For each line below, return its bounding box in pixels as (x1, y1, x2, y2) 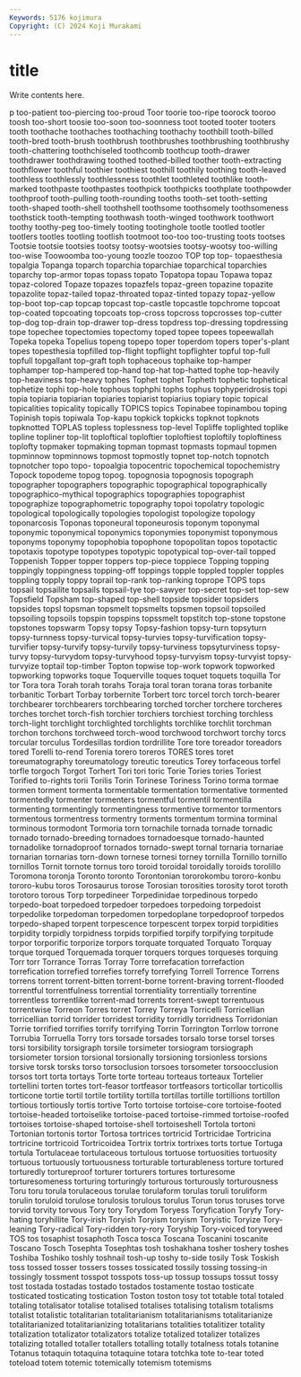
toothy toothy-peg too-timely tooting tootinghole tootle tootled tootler (9, 222, 265, 233)
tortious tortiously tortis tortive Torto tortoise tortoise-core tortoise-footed (9, 1099, 282, 1110)
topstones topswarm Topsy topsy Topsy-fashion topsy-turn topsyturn (9, 622, 267, 633)
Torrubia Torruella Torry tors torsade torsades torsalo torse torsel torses (9, 1033, 275, 1044)
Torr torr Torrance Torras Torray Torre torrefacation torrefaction (9, 957, 245, 967)
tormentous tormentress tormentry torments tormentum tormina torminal (9, 814, 278, 825)
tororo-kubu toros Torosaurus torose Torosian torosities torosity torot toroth (9, 880, 288, 891)
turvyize (9, 661, 40, 672)
